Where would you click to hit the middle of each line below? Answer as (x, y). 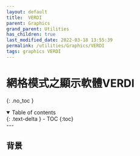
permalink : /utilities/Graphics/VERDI (55, 46)
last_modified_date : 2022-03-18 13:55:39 (60, 40)
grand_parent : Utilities (38, 29)
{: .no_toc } (20, 100)
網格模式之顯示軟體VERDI (71, 83)
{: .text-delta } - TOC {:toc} (40, 118)
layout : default (27, 12)
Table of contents (34, 112)
